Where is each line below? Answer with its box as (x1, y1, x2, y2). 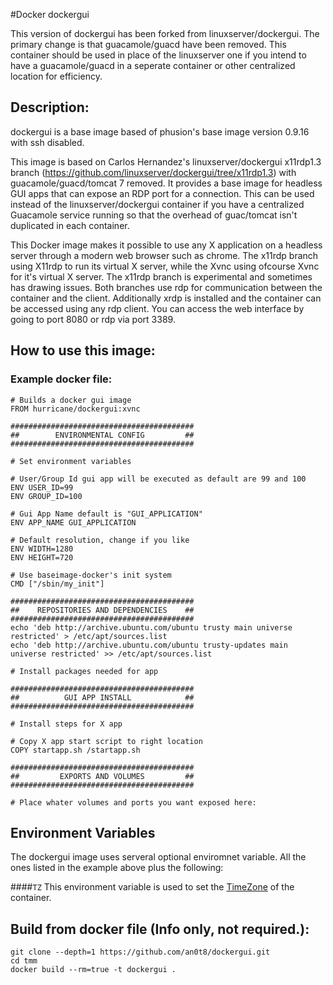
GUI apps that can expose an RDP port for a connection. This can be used (10, 187, 315, 199)
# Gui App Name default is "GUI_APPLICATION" (10, 509, 203, 519)
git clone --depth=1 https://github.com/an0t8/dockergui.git (10, 947, 271, 958)
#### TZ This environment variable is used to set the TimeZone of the (10, 881, 295, 893)
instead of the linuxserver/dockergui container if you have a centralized (10, 198, 305, 210)
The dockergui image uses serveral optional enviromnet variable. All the (10, 851, 307, 863)
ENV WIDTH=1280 (10, 544, 74, 554)
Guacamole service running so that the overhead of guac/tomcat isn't (10, 209, 298, 221)
